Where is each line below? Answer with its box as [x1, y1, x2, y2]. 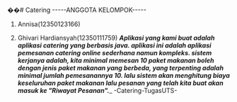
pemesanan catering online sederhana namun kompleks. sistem [17, 49, 212, 57]
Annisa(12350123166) [17, 20, 81, 28]
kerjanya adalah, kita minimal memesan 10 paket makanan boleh [17, 56, 214, 64]
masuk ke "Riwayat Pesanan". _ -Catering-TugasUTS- [17, 86, 178, 94]
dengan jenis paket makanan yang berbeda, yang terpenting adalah [17, 64, 224, 72]
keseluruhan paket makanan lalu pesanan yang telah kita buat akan [17, 79, 224, 87]
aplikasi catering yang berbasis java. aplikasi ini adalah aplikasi [17, 41, 212, 50]
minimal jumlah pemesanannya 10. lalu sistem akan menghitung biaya [17, 72, 230, 79]
